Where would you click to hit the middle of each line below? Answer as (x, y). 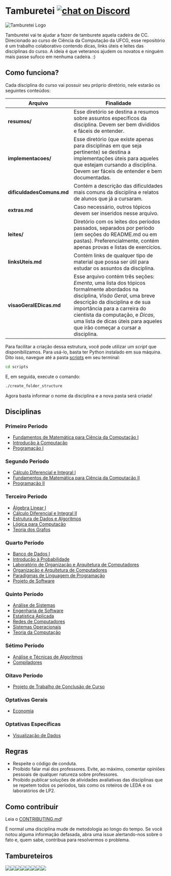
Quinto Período (24, 594)
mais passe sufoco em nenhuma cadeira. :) (50, 57)
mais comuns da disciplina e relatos (116, 192)
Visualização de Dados (37, 735)
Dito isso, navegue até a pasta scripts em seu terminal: (63, 357)
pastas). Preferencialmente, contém (116, 241)
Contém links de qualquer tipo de (113, 255)
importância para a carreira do (110, 308)
